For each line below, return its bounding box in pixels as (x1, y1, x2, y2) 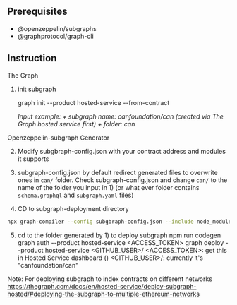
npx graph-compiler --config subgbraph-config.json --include (7, 218, 194, 225)
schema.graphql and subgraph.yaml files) (17, 191, 134, 199)
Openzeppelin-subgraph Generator (7, 133, 110, 142)
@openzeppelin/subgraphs (17, 24, 97, 32)
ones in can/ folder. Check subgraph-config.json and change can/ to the (17, 176, 228, 184)
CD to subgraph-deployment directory (17, 204, 129, 213)
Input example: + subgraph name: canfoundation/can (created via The (17, 112, 224, 121)
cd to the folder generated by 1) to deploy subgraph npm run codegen (17, 231, 221, 239)
